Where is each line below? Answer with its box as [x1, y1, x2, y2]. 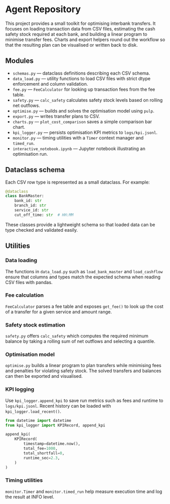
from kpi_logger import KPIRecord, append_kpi [5, 422, 106, 428]
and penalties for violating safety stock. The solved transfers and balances [5, 368, 161, 374]
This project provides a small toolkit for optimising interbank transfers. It [5, 20, 156, 26]
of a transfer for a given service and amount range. [5, 308, 112, 315]
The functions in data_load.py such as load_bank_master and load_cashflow [5, 268, 163, 274]
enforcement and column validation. [12, 81, 88, 87]
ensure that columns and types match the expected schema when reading [5, 274, 161, 280]
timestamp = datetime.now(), [23, 441, 81, 447]
